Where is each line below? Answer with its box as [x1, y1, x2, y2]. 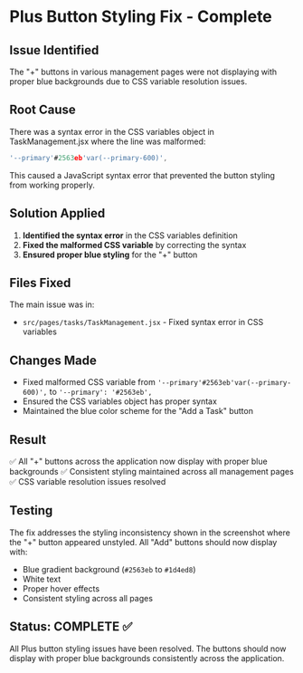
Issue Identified [9, 43, 99, 58]
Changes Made [9, 352, 97, 368]
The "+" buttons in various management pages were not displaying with [9, 66, 278, 77]
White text [22, 573, 62, 584]
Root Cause [9, 102, 77, 118]
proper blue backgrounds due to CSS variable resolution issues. [9, 76, 248, 87]
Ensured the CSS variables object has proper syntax [22, 396, 217, 407]
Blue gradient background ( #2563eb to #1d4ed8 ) [22, 563, 196, 574]
